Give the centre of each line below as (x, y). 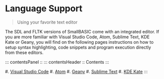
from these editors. (24, 53)
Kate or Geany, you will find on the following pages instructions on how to (79, 42)
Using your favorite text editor (47, 22)
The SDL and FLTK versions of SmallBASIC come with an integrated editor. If (82, 31)
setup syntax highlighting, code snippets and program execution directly (78, 47)
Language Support (44, 9)
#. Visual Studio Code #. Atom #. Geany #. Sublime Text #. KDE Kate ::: (76, 71)
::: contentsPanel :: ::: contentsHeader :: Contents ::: (57, 62)
